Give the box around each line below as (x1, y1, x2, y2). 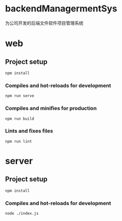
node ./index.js (5, 211, 39, 216)
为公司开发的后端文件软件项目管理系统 (5, 20, 83, 26)
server (5, 155, 33, 167)
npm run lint (5, 139, 32, 144)
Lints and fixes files (5, 128, 54, 135)
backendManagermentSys (5, 3, 118, 14)
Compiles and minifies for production (5, 105, 97, 112)
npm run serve (5, 93, 35, 98)
